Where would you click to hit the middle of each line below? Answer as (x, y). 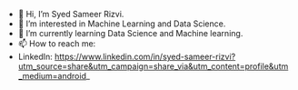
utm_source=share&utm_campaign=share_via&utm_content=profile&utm (153, 66)
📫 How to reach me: (57, 44)
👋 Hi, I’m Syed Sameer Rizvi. (71, 14)
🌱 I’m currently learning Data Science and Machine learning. (130, 33)
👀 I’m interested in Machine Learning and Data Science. (122, 24)
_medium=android (52, 76)
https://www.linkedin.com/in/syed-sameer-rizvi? (145, 56)
